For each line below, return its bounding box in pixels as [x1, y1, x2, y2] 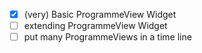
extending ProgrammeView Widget [23, 20, 168, 32]
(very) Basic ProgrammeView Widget [23, 9, 177, 20]
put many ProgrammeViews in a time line [23, 31, 192, 43]
